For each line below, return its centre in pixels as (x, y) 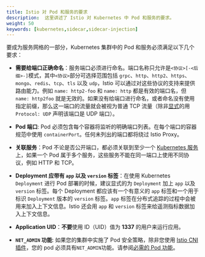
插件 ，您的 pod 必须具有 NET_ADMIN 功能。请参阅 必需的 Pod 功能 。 (97, 248)
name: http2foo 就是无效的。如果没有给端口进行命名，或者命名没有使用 (105, 99)
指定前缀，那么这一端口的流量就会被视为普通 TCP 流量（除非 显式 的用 (102, 106)
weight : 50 (20, 23)
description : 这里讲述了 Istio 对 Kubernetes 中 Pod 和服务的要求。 (90, 18)
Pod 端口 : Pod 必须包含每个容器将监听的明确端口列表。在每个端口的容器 (106, 127)
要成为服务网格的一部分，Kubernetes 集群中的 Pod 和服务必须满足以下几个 (100, 47)
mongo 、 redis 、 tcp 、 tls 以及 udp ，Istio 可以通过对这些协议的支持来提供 (105, 83)
